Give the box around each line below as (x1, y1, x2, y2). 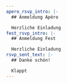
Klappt (11, 68, 27, 74)
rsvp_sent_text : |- (6, 52, 54, 58)
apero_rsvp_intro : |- (6, 8, 59, 15)
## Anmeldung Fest (11, 36, 57, 42)
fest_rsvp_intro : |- (6, 30, 57, 36)
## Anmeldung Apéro (11, 14, 59, 20)
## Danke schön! (11, 57, 51, 63)
